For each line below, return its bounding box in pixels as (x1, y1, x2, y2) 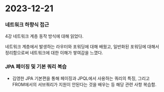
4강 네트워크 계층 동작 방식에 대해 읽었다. (5, 33, 84, 39)
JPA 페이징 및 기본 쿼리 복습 (5, 63, 67, 70)
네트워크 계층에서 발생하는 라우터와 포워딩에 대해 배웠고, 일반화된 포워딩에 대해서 (5, 44, 160, 49)
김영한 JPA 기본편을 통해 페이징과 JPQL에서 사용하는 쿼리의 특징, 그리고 (12, 75, 150, 81)
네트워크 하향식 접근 (5, 22, 49, 28)
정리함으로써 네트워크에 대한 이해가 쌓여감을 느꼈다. (5, 50, 103, 56)
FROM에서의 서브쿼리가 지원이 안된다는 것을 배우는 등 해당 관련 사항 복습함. (12, 81, 157, 87)
